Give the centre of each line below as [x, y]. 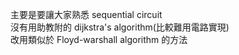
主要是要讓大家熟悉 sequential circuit [86, 14]
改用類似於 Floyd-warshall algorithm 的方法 [99, 39]
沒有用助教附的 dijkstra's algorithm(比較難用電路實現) [120, 27]
